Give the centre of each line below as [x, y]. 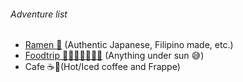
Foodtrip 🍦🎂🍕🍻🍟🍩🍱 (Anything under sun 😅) [114, 56]
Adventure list [39, 14]
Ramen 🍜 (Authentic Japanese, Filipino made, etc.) [129, 45]
